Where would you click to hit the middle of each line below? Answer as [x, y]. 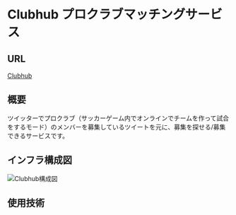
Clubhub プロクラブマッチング [96, 14]
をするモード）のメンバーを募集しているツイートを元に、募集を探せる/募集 [117, 127]
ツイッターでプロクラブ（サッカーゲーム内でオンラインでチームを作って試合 [118, 118]
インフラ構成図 [40, 160]
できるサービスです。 [38, 136]
